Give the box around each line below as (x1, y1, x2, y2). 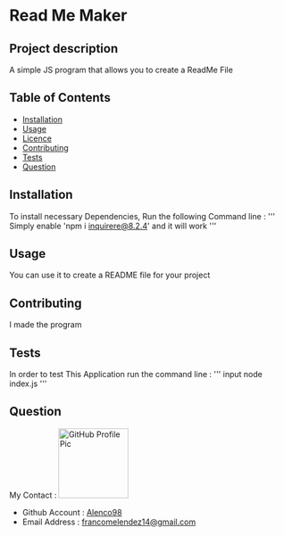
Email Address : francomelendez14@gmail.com (21, 516, 196, 527)
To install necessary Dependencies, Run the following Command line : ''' (9, 210, 275, 221)
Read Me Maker (9, 5, 128, 26)
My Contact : (9, 490, 57, 500)
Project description (9, 41, 119, 56)
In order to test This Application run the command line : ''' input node (9, 369, 263, 380)
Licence (21, 133, 52, 144)
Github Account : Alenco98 (21, 507, 122, 517)
